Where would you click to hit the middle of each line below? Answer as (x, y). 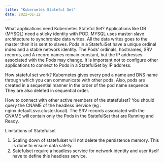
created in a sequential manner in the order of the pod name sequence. (78, 85)
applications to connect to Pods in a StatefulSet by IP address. (68, 65)
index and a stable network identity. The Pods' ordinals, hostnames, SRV (79, 49)
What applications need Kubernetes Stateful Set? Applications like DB (76, 28)
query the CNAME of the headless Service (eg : (53, 105)
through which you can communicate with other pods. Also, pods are (75, 80)
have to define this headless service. (49, 156)
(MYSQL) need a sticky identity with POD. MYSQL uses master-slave (75, 34)
